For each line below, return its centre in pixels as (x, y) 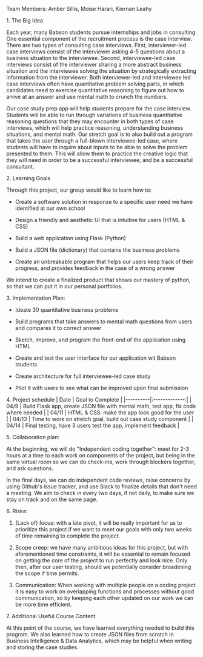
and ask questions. (30, 468)
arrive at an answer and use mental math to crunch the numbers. (87, 97)
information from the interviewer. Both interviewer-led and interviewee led (98, 77)
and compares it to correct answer (58, 328)
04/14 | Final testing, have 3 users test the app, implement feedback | (93, 425)
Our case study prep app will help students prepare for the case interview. (99, 108)
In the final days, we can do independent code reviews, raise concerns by (98, 480)
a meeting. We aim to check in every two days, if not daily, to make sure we (100, 493)
